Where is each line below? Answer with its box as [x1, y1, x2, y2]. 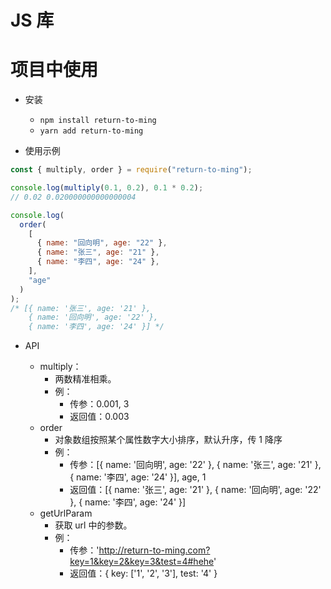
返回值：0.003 [69, 411, 130, 423]
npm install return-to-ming [39, 116, 157, 126]
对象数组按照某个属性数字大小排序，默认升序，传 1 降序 [54, 434, 283, 446]
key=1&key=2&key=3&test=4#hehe [69, 556, 215, 568]
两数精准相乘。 [54, 373, 117, 385]
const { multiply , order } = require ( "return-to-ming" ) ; [10, 165, 253, 175]
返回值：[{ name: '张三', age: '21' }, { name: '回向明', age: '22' [69, 484, 322, 496]
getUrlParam [39, 507, 93, 520]
